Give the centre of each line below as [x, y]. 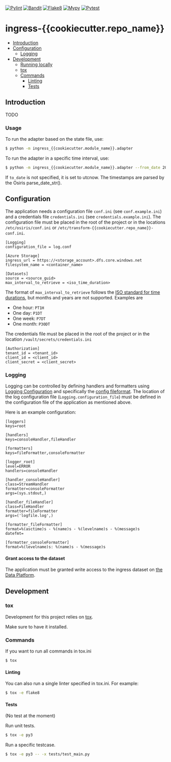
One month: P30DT [31, 324]
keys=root [16, 426]
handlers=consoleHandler [32, 471]
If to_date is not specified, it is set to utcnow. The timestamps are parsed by [85, 177]
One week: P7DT [29, 318]
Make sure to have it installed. [37, 626]
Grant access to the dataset [35, 558]
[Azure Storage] [22, 256]
